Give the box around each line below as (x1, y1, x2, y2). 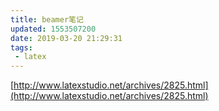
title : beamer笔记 (10, 14, 84, 25)
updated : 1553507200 (10, 24, 97, 34)
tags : (10, 42, 33, 53)
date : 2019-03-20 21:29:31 (10, 33, 123, 43)
